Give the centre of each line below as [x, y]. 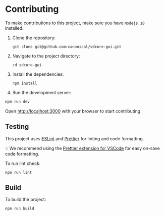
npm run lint [19, 172]
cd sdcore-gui [27, 65]
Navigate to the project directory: [46, 56]
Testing [17, 127]
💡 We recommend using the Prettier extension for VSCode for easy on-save [82, 148]
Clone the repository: [34, 38]
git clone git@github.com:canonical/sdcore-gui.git [67, 47]
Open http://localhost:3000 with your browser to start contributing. [74, 111]
